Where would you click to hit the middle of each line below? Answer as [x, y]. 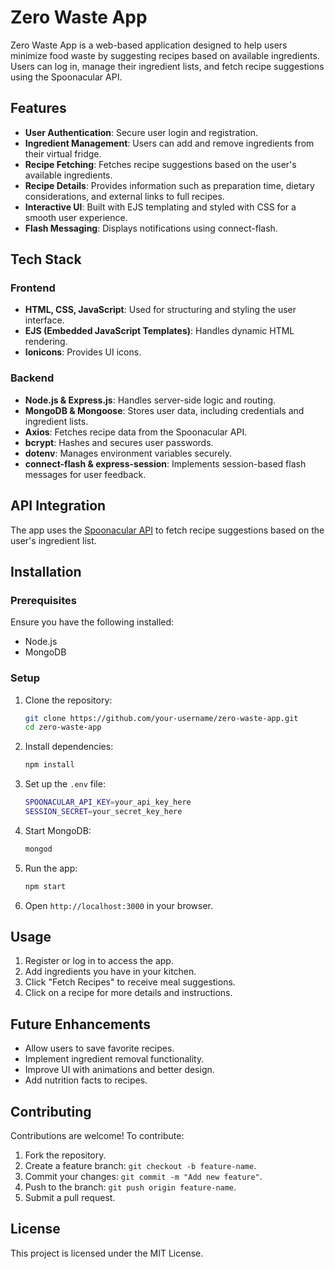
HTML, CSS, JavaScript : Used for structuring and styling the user [160, 310]
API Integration [58, 506]
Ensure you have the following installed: [92, 622]
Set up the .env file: [65, 784]
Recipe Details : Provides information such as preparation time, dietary [169, 185]
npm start [45, 886]
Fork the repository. [65, 1155]
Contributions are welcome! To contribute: [97, 1136]
